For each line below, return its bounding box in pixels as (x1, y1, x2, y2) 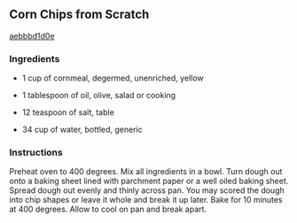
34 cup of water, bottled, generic (21, 124, 144, 135)
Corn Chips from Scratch (9, 7, 150, 22)
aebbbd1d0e (9, 30, 55, 41)
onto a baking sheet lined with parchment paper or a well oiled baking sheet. (9, 176, 289, 187)
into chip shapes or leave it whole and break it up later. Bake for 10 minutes (9, 195, 283, 205)
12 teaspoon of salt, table (21, 107, 115, 118)
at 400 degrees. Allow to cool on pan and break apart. (9, 204, 207, 215)
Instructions (9, 146, 64, 158)
